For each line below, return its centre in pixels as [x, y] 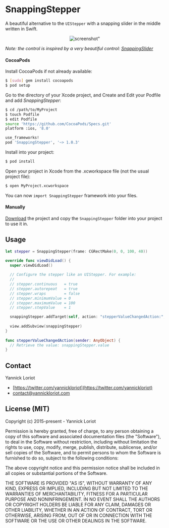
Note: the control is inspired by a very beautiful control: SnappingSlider [79, 48]
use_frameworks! [22, 138]
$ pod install [20, 162]
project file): [18, 177]
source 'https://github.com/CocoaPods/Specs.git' [59, 124]
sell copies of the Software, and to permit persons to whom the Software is [83, 452]
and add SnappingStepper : [33, 100]
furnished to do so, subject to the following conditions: [62, 458]
